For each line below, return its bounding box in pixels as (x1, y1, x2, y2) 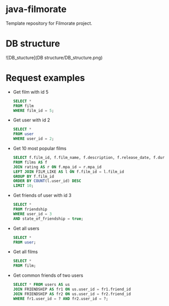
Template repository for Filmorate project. (6, 20, 92, 26)
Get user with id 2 (13, 117, 50, 123)
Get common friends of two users (13, 272, 84, 278)
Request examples (6, 72, 85, 84)
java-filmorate (6, 4, 67, 15)
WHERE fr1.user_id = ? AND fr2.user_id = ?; (13, 296, 108, 301)
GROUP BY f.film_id (13, 174, 54, 179)
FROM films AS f (13, 160, 47, 165)
